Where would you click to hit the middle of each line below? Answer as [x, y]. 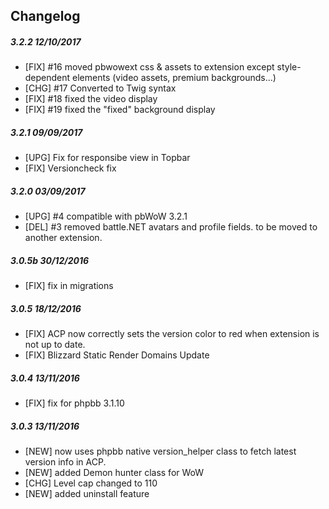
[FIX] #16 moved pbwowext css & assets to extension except [149, 67]
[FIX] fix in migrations [69, 286]
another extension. [63, 238]
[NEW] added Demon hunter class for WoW [114, 473]
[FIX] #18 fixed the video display [91, 99]
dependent [47, 78]
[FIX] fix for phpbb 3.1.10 [74, 403]
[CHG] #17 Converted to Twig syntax [100, 88]
